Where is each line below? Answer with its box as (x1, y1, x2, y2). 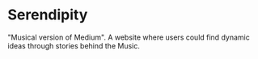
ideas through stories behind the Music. (7, 40, 141, 50)
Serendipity (7, 6, 88, 24)
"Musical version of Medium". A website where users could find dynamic (7, 32, 250, 42)
